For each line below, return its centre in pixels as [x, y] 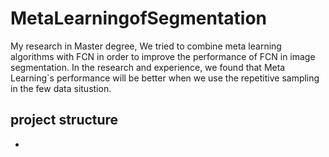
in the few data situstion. [61, 88]
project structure [64, 120]
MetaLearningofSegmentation [138, 18]
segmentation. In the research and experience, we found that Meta [148, 67]
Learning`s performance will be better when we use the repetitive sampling [165, 78]
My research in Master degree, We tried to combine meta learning [146, 46]
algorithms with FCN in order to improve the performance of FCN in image [163, 56]
